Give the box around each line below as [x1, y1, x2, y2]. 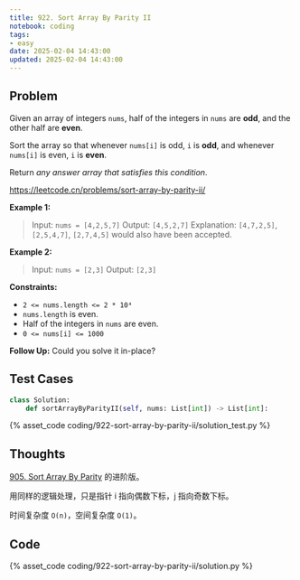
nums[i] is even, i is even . [9, 149, 107, 160]
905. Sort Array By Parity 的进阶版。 [9, 472, 145, 482]
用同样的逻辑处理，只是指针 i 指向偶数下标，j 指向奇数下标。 [9, 491, 234, 501]
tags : [9, 30, 30, 39]
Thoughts [9, 446, 66, 462]
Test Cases [9, 371, 74, 387]
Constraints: [9, 281, 58, 292]
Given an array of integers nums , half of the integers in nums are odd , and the [9, 112, 291, 123]
